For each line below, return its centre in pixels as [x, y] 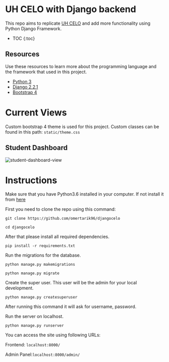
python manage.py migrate [32, 273]
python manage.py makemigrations [40, 265]
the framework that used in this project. [46, 72]
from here [16, 200]
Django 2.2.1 [25, 87]
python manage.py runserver [35, 326]
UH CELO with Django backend [71, 9]
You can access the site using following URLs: [53, 335]
